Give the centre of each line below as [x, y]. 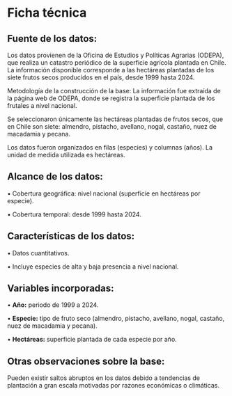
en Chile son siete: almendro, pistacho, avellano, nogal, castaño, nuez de [112, 126]
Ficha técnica [47, 13]
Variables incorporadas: [61, 288]
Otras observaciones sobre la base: [86, 361]
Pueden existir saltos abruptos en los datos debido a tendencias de [104, 378]
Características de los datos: [71, 236]
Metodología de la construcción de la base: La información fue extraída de [114, 91]
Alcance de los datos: [55, 176]
